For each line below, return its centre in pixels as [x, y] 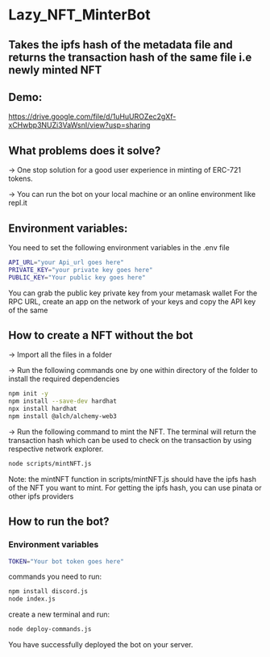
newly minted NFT [55, 70]
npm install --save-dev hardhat [62, 401]
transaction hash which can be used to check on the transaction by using [130, 440]
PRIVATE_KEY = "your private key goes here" [81, 270]
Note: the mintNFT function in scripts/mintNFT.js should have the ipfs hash [132, 479]
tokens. [21, 178]
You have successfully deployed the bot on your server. [101, 645]
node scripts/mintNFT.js [50, 463]
